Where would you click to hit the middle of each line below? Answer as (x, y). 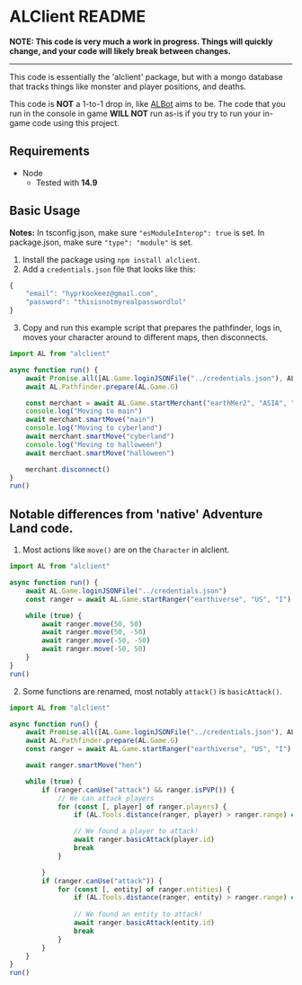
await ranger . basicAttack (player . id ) (144, 840)
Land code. (41, 528)
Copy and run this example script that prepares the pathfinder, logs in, (152, 328)
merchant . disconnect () (68, 470)
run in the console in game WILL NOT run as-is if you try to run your (135, 113)
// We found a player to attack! (136, 831)
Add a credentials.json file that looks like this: (109, 269)
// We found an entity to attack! (138, 915)
